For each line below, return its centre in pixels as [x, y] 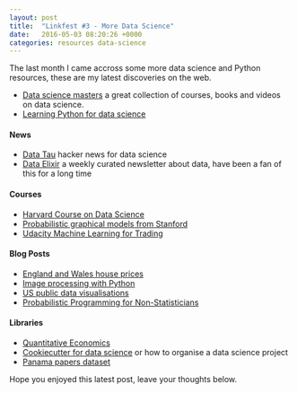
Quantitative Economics [66, 343]
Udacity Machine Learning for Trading [92, 233]
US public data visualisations [76, 293]
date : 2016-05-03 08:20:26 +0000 [76, 34]
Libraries [26, 323]
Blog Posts [30, 254]
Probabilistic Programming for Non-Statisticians [110, 302]
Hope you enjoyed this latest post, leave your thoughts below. [123, 380]
